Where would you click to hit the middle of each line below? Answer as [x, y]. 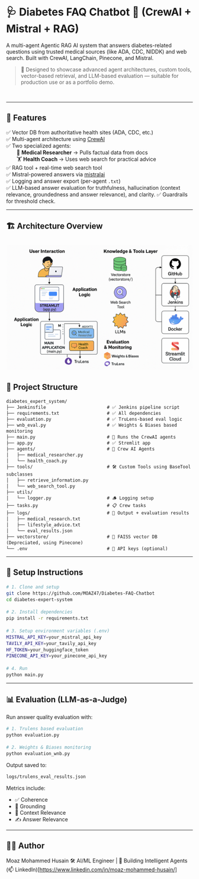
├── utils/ [20, 492]
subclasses [20, 474]
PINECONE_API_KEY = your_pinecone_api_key [57, 656]
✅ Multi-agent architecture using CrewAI [56, 139]
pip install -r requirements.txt [47, 618]
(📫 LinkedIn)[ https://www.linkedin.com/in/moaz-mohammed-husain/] [92, 869]
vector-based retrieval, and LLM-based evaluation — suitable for [99, 76]
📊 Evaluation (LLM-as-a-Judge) [67, 700]
